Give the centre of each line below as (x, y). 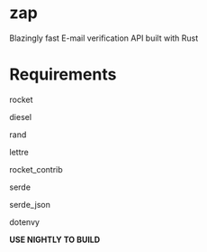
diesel (21, 117)
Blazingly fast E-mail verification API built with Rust (104, 38)
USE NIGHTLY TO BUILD (55, 239)
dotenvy (25, 222)
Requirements (63, 75)
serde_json (30, 204)
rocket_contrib (36, 169)
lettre (19, 152)
